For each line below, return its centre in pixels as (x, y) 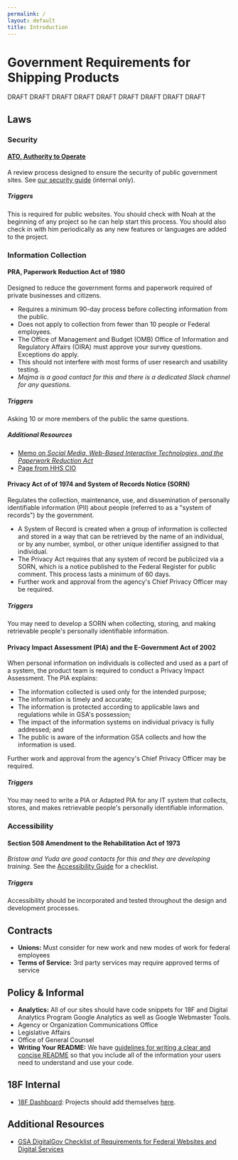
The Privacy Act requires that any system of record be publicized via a (120, 559)
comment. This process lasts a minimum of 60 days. (94, 574)
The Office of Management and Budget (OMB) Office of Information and (123, 339)
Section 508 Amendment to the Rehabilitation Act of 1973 (94, 843)
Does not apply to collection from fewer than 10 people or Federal (114, 324)
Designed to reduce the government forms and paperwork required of (110, 288)
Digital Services (40, 1149)
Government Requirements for (99, 62)
